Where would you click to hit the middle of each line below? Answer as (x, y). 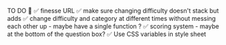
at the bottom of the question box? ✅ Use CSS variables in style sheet (107, 34)
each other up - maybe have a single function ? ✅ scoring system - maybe (113, 26)
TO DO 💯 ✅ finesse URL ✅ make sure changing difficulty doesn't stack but (113, 11)
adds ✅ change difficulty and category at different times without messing (112, 18)
